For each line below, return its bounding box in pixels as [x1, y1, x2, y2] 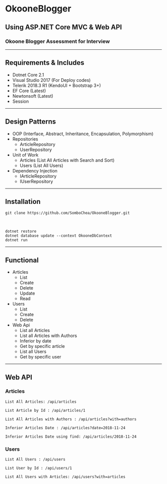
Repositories [12, 136, 38, 142]
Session [12, 98, 29, 104]
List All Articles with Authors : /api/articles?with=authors [5, 417, 137, 422]
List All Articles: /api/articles [5, 399, 77, 404]
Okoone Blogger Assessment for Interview [5, 38, 110, 45]
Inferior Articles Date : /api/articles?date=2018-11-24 [5, 425, 126, 430]
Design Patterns [5, 118, 56, 126]
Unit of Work [12, 152, 39, 158]
